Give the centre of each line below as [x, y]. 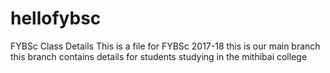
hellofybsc [56, 18]
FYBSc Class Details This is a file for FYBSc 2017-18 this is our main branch [165, 46]
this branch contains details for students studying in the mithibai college [159, 56]
